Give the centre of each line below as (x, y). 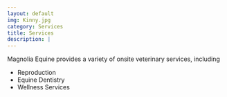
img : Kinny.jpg (29, 20)
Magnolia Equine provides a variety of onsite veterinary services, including (113, 59)
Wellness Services (44, 87)
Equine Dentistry (41, 80)
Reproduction (37, 73)
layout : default (30, 14)
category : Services (35, 26)
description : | (29, 39)
